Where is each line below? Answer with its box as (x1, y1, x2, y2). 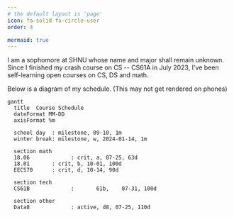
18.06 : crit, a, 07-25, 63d (13, 154, 138, 162)
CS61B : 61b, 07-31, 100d (13, 185, 157, 192)
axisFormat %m (13, 117, 55, 124)
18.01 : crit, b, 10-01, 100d (13, 160, 122, 167)
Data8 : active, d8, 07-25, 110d (13, 204, 151, 211)
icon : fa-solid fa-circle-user (7, 17, 100, 24)
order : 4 (7, 23, 33, 30)
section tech (13, 179, 52, 187)
